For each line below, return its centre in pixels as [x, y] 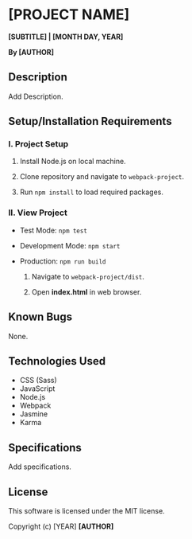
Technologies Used [57, 361]
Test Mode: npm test [53, 230]
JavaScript [37, 389]
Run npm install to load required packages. [92, 192]
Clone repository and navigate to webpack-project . [102, 177]
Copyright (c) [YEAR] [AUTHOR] [61, 526]
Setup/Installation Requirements [90, 121]
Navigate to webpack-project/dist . [88, 276]
